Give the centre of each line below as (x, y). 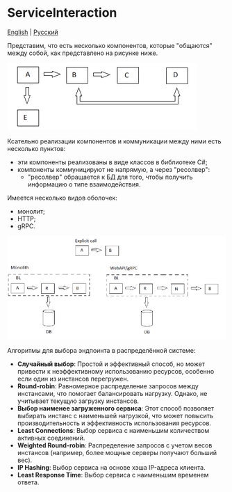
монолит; (31, 211)
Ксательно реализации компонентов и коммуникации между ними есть (114, 141)
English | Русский (33, 32)
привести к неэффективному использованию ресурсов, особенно (116, 371)
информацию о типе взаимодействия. (84, 184)
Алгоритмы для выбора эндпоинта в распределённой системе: (101, 350)
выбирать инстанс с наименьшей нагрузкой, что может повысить (115, 415)
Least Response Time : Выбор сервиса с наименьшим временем (113, 475)
